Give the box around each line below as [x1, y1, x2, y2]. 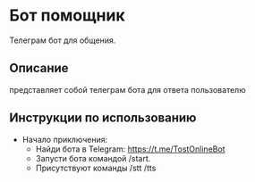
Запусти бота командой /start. [35, 153, 151, 163]
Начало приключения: [21, 134, 108, 145]
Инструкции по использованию [9, 111, 197, 126]
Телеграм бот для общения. [9, 35, 116, 45]
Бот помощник [9, 5, 125, 26]
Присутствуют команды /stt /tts [35, 162, 157, 173]
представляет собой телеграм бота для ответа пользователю [9, 84, 246, 95]
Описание [9, 61, 69, 76]
